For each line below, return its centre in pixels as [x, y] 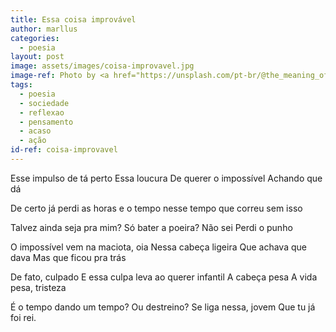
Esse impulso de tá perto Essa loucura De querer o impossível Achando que [166, 178]
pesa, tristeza [38, 287]
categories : [35, 38]
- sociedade [44, 103]
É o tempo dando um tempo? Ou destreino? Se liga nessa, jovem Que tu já [163, 307]
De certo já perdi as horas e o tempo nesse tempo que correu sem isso [156, 208]
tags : [21, 85]
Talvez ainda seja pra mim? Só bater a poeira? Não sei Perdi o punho [151, 227]
